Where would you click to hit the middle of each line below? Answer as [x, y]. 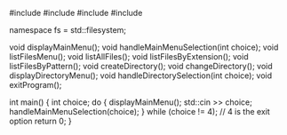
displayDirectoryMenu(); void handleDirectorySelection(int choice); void [141, 75]
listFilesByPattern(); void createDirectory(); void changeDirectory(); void [141, 66]
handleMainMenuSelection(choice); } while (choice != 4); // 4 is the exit [140, 111]
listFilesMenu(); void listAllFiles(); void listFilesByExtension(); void [129, 56]
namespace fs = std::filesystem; [68, 30]
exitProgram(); [36, 85]
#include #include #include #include [76, 13]
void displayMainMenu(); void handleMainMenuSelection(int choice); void [144, 47]
